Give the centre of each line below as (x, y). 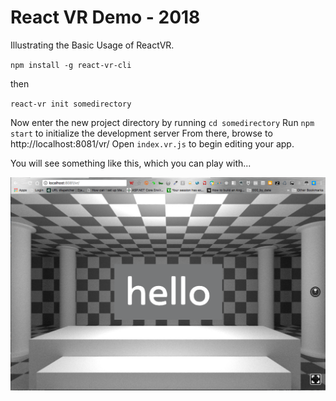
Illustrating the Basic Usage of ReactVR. (92, 45)
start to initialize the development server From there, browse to (141, 133)
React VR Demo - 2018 (105, 17)
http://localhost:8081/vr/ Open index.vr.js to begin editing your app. (152, 143)
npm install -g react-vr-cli (71, 65)
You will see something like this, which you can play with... (131, 163)
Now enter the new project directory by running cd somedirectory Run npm (162, 122)
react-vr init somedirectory (71, 104)
